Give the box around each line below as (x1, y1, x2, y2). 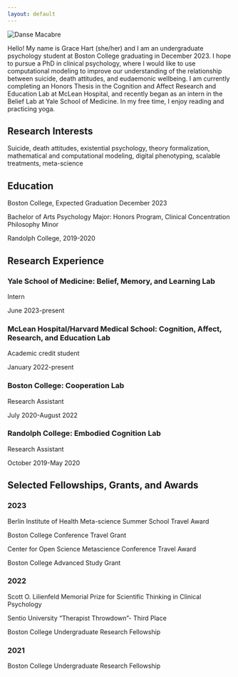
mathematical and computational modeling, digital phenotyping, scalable (7, 151, 221, 161)
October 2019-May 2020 (7, 458, 81, 467)
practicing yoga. (7, 104, 56, 113)
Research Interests (7, 126, 93, 138)
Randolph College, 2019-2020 (7, 234, 95, 243)
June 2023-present (7, 306, 65, 315)
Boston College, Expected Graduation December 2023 (7, 199, 167, 208)
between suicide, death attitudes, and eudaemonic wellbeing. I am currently (7, 74, 230, 83)
